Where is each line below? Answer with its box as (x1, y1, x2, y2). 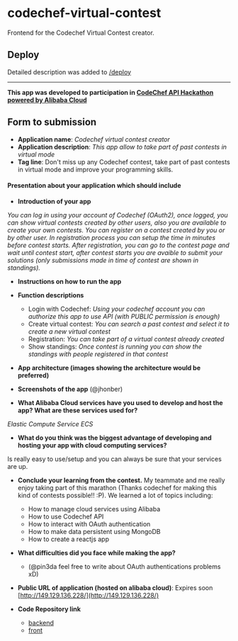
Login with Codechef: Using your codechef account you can (28, 305, 205, 313)
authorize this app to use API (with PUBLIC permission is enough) (28, 312, 220, 320)
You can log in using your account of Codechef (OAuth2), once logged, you (7, 210, 228, 219)
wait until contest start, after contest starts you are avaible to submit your (7, 248, 223, 256)
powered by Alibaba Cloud (7, 96, 87, 104)
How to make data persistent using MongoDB (28, 527, 161, 535)
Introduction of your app (17, 197, 91, 205)
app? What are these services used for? (17, 406, 138, 414)
